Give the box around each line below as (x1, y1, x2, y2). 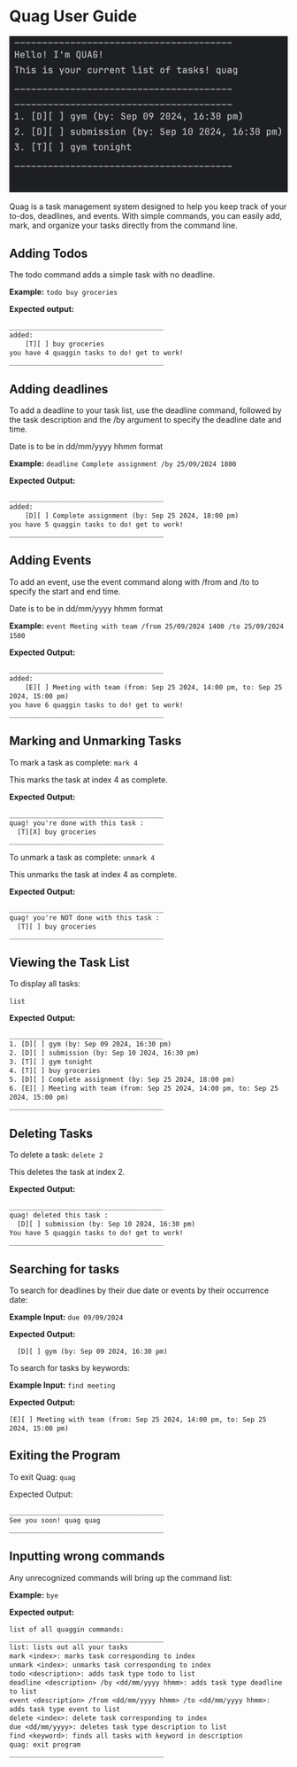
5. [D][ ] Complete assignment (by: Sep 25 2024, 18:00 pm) (9, 1075, 236, 1085)
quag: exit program (9, 1740, 81, 1749)
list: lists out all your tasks (9, 1642, 128, 1652)
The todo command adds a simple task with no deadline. (9, 269, 216, 280)
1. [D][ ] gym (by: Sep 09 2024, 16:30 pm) (9, 1039, 172, 1049)
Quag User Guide (9, 6, 138, 27)
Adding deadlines (9, 381, 109, 396)
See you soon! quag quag (9, 1515, 101, 1525)
